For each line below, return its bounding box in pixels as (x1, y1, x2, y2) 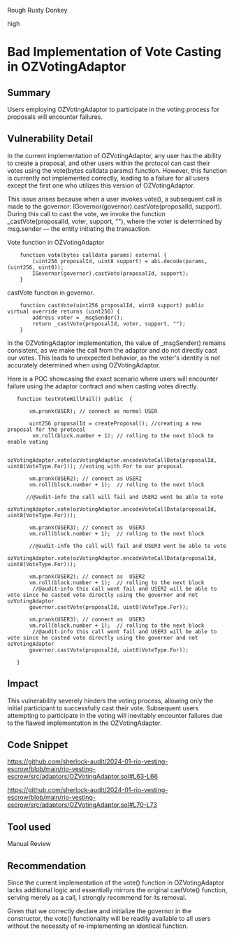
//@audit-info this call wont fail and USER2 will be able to (32, 585, 217, 592)
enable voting (7, 438, 49, 445)
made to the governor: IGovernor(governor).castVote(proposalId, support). (7, 202, 222, 211)
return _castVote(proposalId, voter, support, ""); (32, 320, 187, 327)
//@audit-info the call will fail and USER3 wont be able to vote (29, 542, 227, 549)
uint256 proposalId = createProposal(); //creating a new (29, 420, 201, 427)
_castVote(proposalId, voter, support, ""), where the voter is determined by (7, 217, 222, 225)
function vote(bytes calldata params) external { (20, 251, 168, 258)
